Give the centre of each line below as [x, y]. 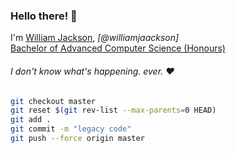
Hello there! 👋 [44, 16]
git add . [31, 120]
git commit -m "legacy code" [71, 129]
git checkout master [53, 101]
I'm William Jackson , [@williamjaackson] [95, 38]
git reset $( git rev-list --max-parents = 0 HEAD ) [113, 110]
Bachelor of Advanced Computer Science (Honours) [118, 48]
